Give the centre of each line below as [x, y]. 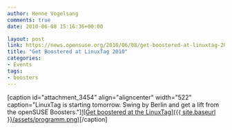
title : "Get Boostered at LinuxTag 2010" [68, 52]
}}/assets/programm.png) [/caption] [57, 119]
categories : [24, 58]
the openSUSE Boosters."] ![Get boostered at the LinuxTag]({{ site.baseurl [112, 112]
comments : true [29, 20]
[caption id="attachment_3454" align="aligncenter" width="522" [99, 97]
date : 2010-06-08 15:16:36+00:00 [55, 26]
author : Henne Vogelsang [43, 13]
